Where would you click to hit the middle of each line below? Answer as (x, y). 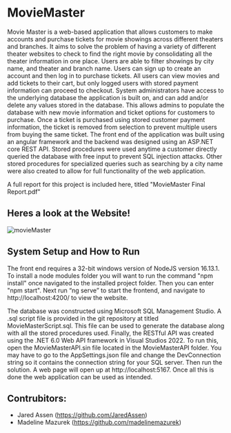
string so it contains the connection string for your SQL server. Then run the (115, 362)
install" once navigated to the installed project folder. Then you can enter (111, 283)
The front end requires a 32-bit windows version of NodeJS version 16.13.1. (113, 268)
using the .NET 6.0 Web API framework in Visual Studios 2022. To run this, (113, 340)
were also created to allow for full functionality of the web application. (106, 171)
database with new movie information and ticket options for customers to (111, 112)
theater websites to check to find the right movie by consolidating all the (110, 54)
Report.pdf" (24, 192)
